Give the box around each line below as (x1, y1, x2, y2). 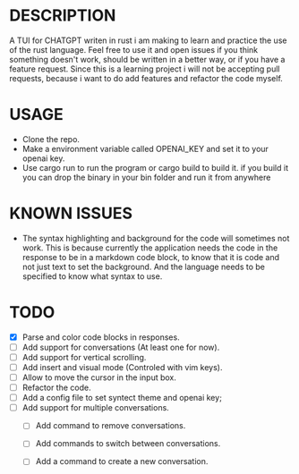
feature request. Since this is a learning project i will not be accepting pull (9, 63, 280, 74)
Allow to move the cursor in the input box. (21, 372, 177, 383)
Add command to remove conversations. (35, 420, 186, 431)
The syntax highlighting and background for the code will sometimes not (21, 233, 290, 243)
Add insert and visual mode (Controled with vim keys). (21, 361, 223, 372)
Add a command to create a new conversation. (35, 456, 209, 467)
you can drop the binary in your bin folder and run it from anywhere (21, 172, 271, 182)
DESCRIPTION (9, 5, 116, 26)
